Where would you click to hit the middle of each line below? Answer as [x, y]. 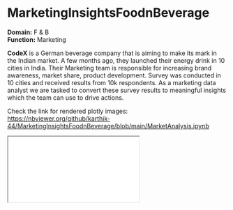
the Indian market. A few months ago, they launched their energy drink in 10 [116, 60]
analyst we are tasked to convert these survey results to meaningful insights [117, 90]
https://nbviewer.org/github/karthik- [59, 118]
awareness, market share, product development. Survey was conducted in [114, 75]
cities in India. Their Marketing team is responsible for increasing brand [110, 68]
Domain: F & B [28, 32]
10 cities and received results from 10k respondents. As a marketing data [112, 82]
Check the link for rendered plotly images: [68, 111]
